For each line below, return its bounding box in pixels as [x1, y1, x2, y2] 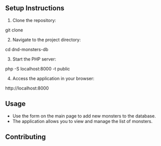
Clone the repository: [12, 17, 56, 23]
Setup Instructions [5, 4, 64, 12]
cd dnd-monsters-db [5, 46, 48, 52]
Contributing [5, 132, 46, 141]
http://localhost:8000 [5, 85, 49, 91]
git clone [5, 27, 23, 33]
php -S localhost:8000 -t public [5, 65, 70, 71]
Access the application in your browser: [12, 75, 94, 81]
